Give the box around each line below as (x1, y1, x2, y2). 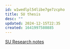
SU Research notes (5, 39, 44, 45)
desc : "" (5, 16, 23, 21)
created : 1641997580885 (5, 25, 54, 30)
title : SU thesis (5, 12, 41, 17)
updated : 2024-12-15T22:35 (5, 21, 61, 26)
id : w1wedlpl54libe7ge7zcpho (5, 7, 65, 12)
